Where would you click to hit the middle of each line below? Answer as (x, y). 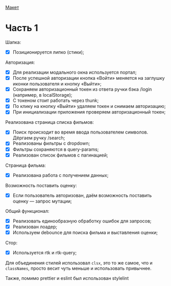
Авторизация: (20, 62)
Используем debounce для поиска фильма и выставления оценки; (85, 232)
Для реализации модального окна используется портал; (75, 72)
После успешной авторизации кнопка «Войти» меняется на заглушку (89, 78)
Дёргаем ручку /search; (39, 138)
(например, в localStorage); (42, 95)
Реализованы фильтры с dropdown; (51, 143)
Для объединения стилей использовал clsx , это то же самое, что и (79, 263)
